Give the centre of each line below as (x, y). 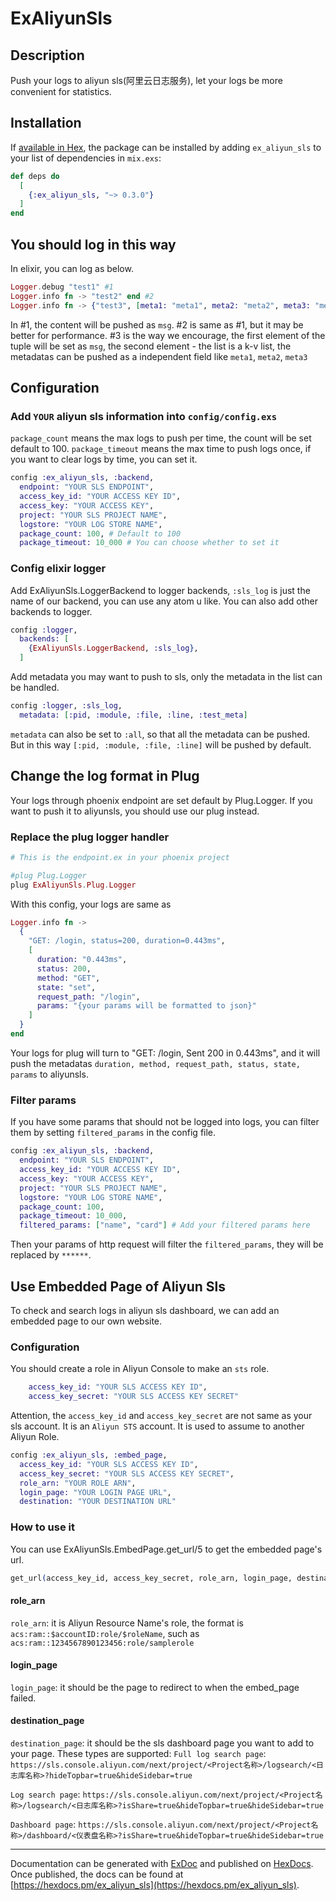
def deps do (35, 176)
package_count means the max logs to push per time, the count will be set (161, 438)
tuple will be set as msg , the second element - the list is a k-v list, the (151, 346)
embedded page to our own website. (86, 1321)
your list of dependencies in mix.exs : (86, 158)
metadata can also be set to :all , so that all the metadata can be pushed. (160, 734)
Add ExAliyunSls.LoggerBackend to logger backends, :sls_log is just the (160, 590)
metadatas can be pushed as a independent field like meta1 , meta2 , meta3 (159, 356)
